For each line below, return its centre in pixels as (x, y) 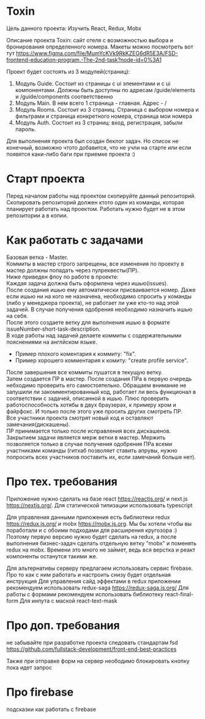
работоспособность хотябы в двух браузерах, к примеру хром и (91, 405)
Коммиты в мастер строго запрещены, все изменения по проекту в (95, 263)
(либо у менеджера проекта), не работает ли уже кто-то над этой (93, 302)
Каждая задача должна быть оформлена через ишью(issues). (87, 283)
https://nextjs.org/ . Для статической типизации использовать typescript (99, 505)
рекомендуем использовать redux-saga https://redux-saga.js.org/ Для (98, 588)
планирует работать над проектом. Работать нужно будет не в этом (96, 209)
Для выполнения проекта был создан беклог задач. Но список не (92, 141)
